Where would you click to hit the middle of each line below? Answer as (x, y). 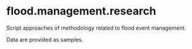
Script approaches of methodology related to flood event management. (96, 28)
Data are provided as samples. (45, 39)
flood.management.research (81, 11)
